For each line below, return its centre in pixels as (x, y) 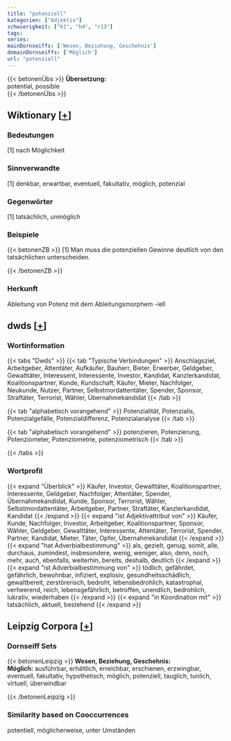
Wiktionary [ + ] (39, 115)
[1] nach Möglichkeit (36, 150)
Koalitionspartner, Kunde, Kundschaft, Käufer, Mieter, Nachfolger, (100, 383)
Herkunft (23, 289)
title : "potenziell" (37, 14)
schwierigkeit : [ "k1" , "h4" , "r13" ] (60, 26)
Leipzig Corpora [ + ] (50, 626)
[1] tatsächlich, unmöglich (44, 217)
